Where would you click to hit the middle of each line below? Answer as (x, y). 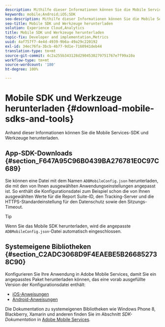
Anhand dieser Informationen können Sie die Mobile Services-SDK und (77, 132)
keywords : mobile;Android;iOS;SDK (41, 14)
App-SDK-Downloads (39, 153)
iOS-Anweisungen (30, 294)
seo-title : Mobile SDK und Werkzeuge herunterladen (59, 23)
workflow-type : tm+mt (27, 60)
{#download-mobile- (111, 109)
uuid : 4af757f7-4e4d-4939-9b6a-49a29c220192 (51, 42)
